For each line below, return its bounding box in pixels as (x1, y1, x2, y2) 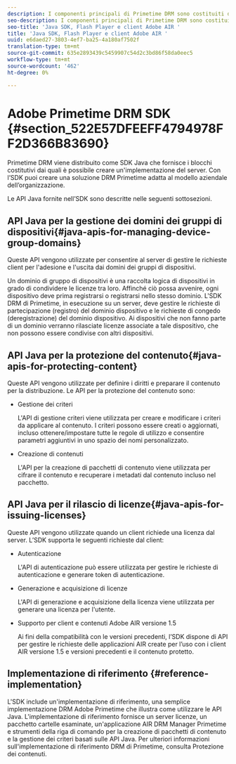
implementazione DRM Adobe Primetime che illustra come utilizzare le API (7, 704, 223, 713)
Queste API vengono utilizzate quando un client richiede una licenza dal (7, 528, 216, 536)
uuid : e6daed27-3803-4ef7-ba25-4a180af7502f (7, 37, 140, 44)
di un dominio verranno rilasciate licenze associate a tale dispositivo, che (7, 321, 219, 330)
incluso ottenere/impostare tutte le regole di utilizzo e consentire (17, 429, 205, 437)
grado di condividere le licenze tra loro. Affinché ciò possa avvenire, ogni (7, 284, 219, 292)
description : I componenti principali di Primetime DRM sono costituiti (7, 10, 225, 18)
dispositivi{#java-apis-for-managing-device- (7, 226, 211, 238)
